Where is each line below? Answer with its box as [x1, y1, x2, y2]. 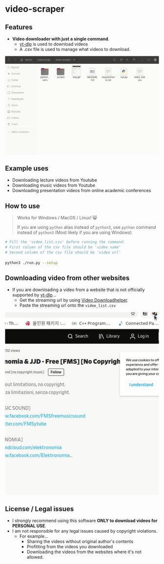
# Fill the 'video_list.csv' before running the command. [5, 240, 125, 245]
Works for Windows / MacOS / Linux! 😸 [17, 215, 98, 221]
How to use [5, 202, 40, 210]
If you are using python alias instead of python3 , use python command [17, 224, 156, 230]
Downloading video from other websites [5, 273, 130, 282]
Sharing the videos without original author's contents [26, 539, 133, 544]
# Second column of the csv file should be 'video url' [5, 250, 121, 255]
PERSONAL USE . [12, 523, 46, 529]
